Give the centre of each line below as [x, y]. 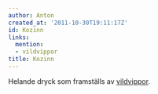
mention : [29, 45]
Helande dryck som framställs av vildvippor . [79, 81]
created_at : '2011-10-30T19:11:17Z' [68, 23]
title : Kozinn [31, 60]
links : [19, 37]
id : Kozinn [26, 30]
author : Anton [31, 15]
